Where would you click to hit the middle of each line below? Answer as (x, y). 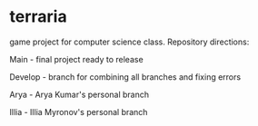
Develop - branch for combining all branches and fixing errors (125, 77)
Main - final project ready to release (76, 59)
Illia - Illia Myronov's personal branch (79, 111)
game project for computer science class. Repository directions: (129, 42)
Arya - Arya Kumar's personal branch (79, 94)
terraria (38, 17)
